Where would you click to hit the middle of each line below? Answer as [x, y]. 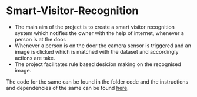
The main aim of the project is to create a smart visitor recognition [95, 27]
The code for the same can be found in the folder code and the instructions [97, 82]
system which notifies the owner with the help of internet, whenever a [99, 33]
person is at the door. [40, 39]
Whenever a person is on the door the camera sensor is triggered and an [103, 46]
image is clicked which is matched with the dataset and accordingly [96, 51]
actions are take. [35, 58]
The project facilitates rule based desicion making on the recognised [98, 64]
